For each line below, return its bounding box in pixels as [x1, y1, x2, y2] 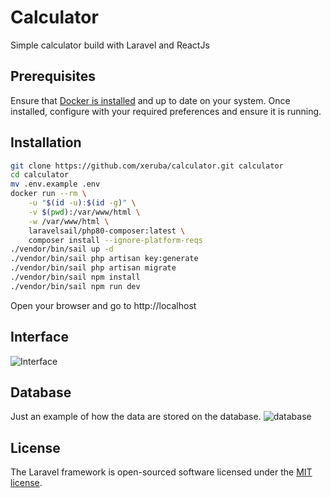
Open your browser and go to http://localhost [10, 299, 197, 311]
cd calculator [10, 170, 70, 180]
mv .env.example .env [10, 179, 101, 190]
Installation [10, 134, 82, 151]
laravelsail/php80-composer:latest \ [28, 226, 186, 236]
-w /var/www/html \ [28, 216, 110, 226]
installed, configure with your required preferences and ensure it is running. [10, 105, 322, 117]
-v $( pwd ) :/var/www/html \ [28, 207, 141, 217]
